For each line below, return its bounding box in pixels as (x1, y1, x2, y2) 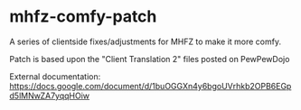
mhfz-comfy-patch (9, 6, 157, 27)
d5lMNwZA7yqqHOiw (9, 90, 90, 101)
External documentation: (9, 70, 101, 82)
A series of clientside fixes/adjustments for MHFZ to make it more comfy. (9, 36, 282, 47)
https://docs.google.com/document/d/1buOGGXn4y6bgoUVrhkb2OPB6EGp (9, 80, 292, 91)
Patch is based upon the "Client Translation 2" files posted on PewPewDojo (9, 53, 290, 64)
